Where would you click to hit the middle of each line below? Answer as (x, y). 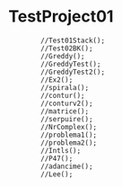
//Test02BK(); (67, 48)
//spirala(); (65, 87)
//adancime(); (67, 166)
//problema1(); (69, 135)
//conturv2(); (67, 103)
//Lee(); (57, 174)
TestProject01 (61, 17)
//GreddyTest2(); (73, 72)
